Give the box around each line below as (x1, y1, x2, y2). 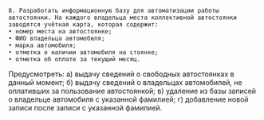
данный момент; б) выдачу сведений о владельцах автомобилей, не (8, 78, 242, 87)
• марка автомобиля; (8, 41, 77, 49)
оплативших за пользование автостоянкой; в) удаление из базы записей (8, 87, 257, 95)
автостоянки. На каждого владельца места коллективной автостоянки (8, 14, 238, 21)
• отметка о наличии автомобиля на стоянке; (8, 48, 159, 56)
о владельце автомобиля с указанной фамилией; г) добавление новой (8, 95, 249, 104)
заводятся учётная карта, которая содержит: (8, 21, 159, 29)
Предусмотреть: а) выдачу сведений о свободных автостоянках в (8, 69, 234, 79)
